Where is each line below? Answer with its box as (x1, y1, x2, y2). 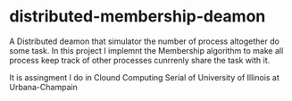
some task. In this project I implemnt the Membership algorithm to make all (9, 45, 284, 55)
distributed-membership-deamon (9, 6, 266, 27)
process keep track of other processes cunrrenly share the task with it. (9, 55, 271, 65)
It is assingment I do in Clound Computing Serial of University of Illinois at (9, 72, 279, 82)
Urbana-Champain (9, 81, 78, 92)
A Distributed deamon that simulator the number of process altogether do (9, 36, 279, 46)
